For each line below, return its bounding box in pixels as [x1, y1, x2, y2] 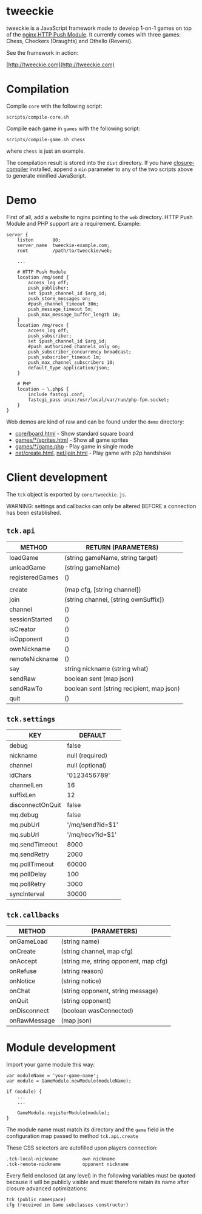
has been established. [6, 509, 62, 516]
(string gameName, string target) [64, 553, 158, 562]
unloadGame [9, 563, 46, 571]
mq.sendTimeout [9, 840, 58, 849]
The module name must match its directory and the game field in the [6, 1126, 175, 1133]
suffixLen [9, 791, 36, 800]
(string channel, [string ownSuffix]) [64, 595, 165, 604]
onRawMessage [9, 1016, 56, 1025]
